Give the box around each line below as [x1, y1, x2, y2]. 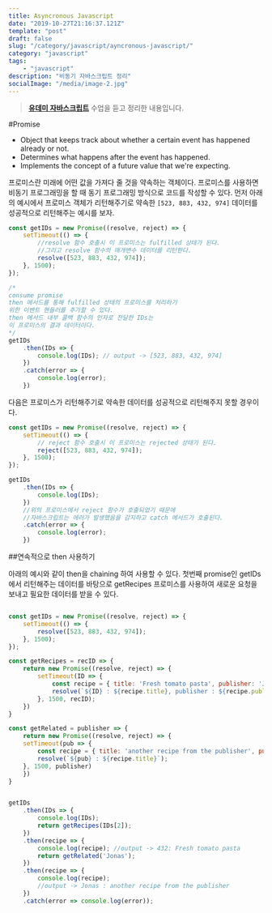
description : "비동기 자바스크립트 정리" [8, 72, 132, 80]
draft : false [8, 34, 53, 43]
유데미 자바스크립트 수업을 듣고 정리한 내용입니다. [28, 103, 185, 113]
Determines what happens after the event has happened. [19, 151, 210, 162]
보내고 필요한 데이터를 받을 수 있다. [8, 589, 119, 599]
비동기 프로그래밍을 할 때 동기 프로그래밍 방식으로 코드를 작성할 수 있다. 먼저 [8, 187, 249, 197]
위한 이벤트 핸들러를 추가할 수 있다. [8, 306, 114, 314]
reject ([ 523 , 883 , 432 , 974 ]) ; [37, 446, 143, 454]
